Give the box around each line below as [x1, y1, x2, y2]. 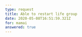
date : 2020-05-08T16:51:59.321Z [5, 16, 71, 21]
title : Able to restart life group [5, 12, 78, 16]
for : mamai [5, 20, 27, 25]
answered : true [5, 25, 36, 30]
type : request [5, 7, 34, 12]
